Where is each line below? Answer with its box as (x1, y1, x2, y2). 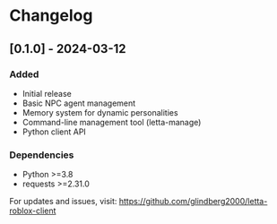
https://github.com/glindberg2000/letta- (118, 196, 268, 207)
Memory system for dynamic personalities (22, 107, 178, 117)
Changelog (9, 5, 93, 26)
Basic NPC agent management (22, 98, 136, 108)
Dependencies (9, 149, 74, 161)
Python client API (22, 126, 87, 137)
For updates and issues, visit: (9, 196, 117, 207)
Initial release (22, 88, 72, 99)
